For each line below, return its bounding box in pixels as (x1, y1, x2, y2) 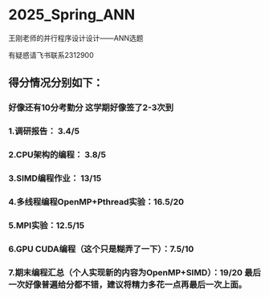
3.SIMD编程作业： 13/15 (8, 173, 102, 184)
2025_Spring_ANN (8, 6, 136, 24)
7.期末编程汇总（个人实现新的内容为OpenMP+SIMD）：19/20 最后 (8, 266, 261, 278)
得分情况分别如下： (8, 76, 104, 90)
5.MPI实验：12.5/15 (8, 219, 85, 230)
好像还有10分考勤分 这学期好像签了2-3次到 (8, 102, 174, 113)
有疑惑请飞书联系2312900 (8, 50, 94, 59)
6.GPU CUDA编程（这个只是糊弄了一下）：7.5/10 (8, 243, 194, 254)
